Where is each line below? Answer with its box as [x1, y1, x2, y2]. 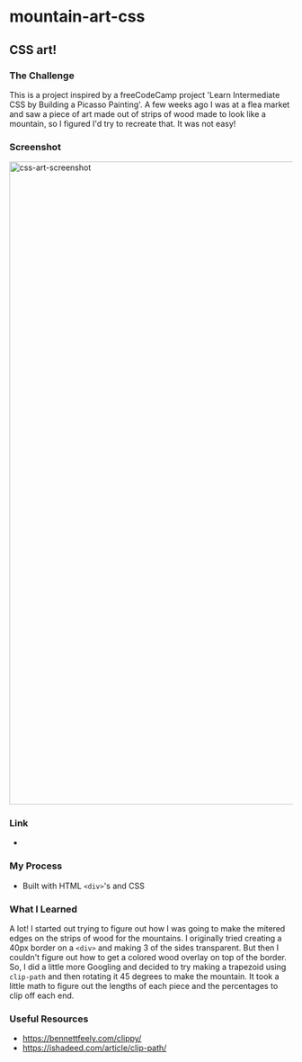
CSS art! [9, 42, 57, 58]
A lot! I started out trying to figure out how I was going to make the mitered [9, 923, 286, 934]
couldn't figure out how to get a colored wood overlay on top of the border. [9, 952, 288, 963]
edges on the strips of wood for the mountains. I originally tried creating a [9, 933, 282, 944]
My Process [9, 859, 63, 872]
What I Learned [9, 903, 78, 915]
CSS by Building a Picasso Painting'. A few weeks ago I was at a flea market [9, 99, 290, 110]
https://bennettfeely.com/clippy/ [22, 1033, 142, 1044]
